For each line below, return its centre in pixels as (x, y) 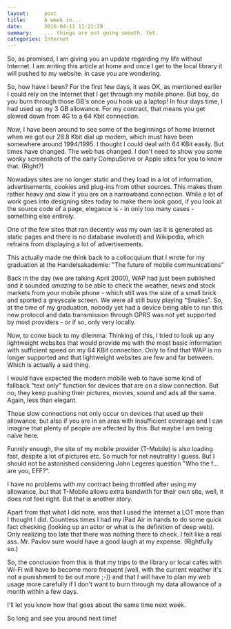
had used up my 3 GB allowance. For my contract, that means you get (106, 109)
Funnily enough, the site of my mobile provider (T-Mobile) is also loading (110, 449)
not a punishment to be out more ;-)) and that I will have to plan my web (109, 577)
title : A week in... (44, 20)
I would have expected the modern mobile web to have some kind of (104, 378)
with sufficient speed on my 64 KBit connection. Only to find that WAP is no (114, 350)
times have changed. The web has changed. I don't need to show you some (115, 152)
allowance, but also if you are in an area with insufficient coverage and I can (115, 421)
